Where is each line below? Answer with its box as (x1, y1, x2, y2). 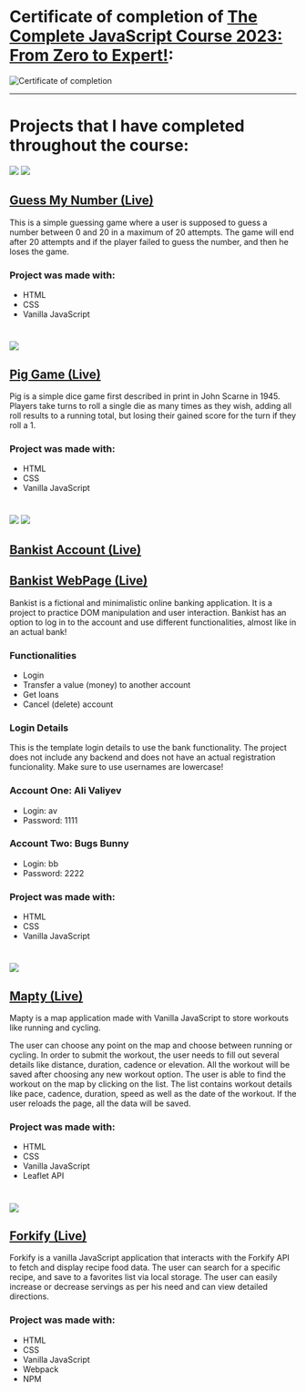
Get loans (22, 689, 59, 700)
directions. (9, 1291, 50, 1302)
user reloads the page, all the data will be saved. (9, 1098, 191, 1109)
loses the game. (9, 246, 70, 257)
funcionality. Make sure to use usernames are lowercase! (9, 762, 224, 773)
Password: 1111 (22, 814, 78, 825)
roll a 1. (9, 419, 36, 430)
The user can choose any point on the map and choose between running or (9, 1040, 293, 1051)
